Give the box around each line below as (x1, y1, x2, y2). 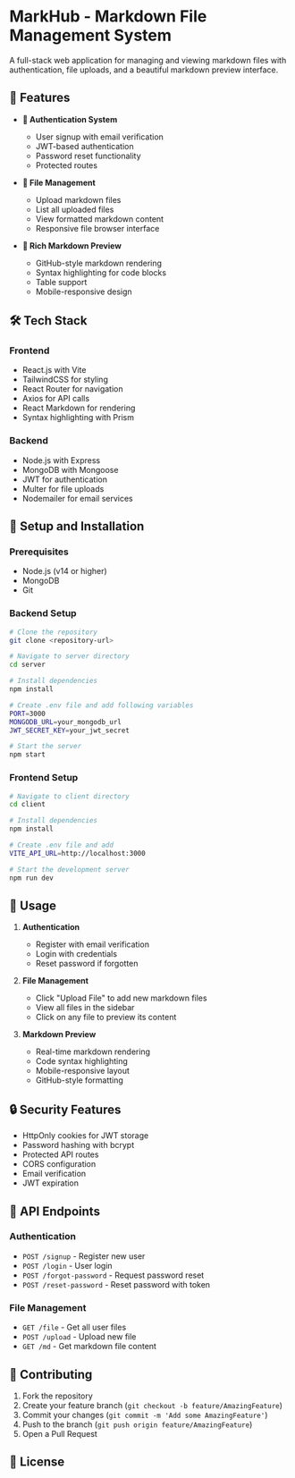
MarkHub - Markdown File (9, 6, 207, 27)
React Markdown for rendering (21, 402, 136, 413)
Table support (35, 276, 88, 287)
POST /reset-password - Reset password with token (21, 1279, 211, 1289)
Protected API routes (21, 1149, 99, 1160)
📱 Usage (9, 898, 56, 913)
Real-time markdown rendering (35, 1046, 150, 1057)
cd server (9, 660, 46, 670)
